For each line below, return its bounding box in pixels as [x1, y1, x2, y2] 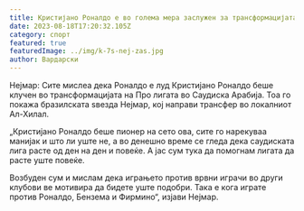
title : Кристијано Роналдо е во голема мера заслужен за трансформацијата [9, 13, 298, 23]
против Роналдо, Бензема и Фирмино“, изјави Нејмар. [9, 191, 219, 202]
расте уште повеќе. [9, 155, 85, 165]
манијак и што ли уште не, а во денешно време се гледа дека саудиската [9, 136, 295, 146]
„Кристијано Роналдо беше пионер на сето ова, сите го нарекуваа [9, 126, 267, 136]
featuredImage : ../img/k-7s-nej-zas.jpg [9, 47, 165, 56]
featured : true [9, 38, 67, 48]
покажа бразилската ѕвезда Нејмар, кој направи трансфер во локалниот [9, 99, 292, 109]
